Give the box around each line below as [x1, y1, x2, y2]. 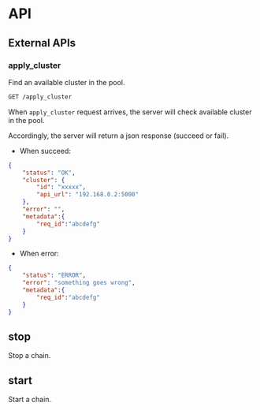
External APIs [8, 36, 76, 50]
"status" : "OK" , [22, 169, 76, 177]
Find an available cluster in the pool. [8, 77, 125, 87]
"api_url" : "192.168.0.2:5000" [36, 191, 139, 199]
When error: [19, 249, 59, 259]
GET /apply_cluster [8, 92, 72, 101]
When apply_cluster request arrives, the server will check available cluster [8, 107, 252, 117]
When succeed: [19, 146, 71, 155]
